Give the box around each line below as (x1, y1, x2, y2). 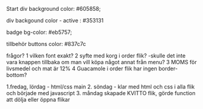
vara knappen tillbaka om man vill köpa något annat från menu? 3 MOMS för (6, 59, 197, 65)
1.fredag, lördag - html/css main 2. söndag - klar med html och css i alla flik (6, 83, 195, 90)
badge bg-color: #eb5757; (6, 28, 72, 36)
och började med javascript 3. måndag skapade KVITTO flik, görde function (6, 90, 196, 96)
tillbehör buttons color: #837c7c (6, 41, 86, 47)
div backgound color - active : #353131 (6, 17, 104, 24)
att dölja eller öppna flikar (6, 96, 71, 103)
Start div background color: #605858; (6, 5, 101, 12)
